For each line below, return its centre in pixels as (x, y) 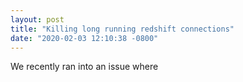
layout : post (37, 19)
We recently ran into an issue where (84, 67)
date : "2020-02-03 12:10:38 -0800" (84, 38)
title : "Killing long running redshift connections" (122, 29)
